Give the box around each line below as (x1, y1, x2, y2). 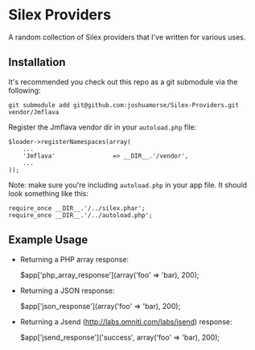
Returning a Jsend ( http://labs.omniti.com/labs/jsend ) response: (19, 316, 232, 327)
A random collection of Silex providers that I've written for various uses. (8, 32, 246, 42)
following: (8, 85, 41, 95)
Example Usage (8, 233, 88, 247)
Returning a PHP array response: (19, 254, 130, 264)
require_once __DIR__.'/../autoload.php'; (8, 211, 153, 219)
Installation (8, 56, 66, 69)
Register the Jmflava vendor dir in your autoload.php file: (8, 122, 197, 132)
